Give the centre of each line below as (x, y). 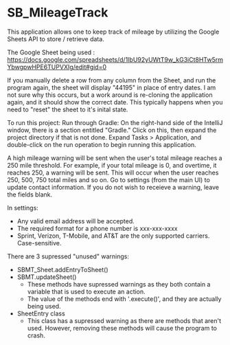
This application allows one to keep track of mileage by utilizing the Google (113, 32)
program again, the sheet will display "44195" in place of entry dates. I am (112, 87)
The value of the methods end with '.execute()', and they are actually (124, 299)
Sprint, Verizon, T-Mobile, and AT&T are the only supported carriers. (113, 236)
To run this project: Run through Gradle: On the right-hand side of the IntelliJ (115, 122)
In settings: (23, 208)
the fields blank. (30, 194)
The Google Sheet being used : (51, 52)
